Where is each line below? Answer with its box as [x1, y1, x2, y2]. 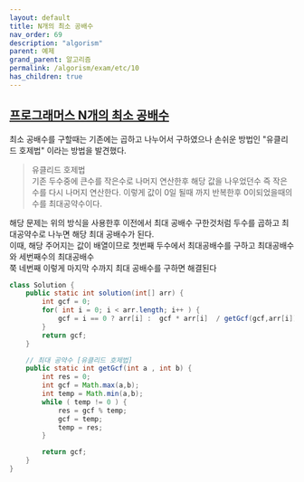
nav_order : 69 [9, 30, 63, 39]
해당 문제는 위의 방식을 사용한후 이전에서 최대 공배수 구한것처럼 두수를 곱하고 [9, 217, 280, 228]
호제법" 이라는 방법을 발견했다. [18, 145, 127, 156]
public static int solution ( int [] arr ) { [25, 288, 184, 298]
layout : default [9, 13, 71, 23]
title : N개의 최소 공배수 [9, 22, 94, 31]
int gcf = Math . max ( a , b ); [42, 381, 140, 390]
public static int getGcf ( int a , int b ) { [25, 364, 193, 373]
